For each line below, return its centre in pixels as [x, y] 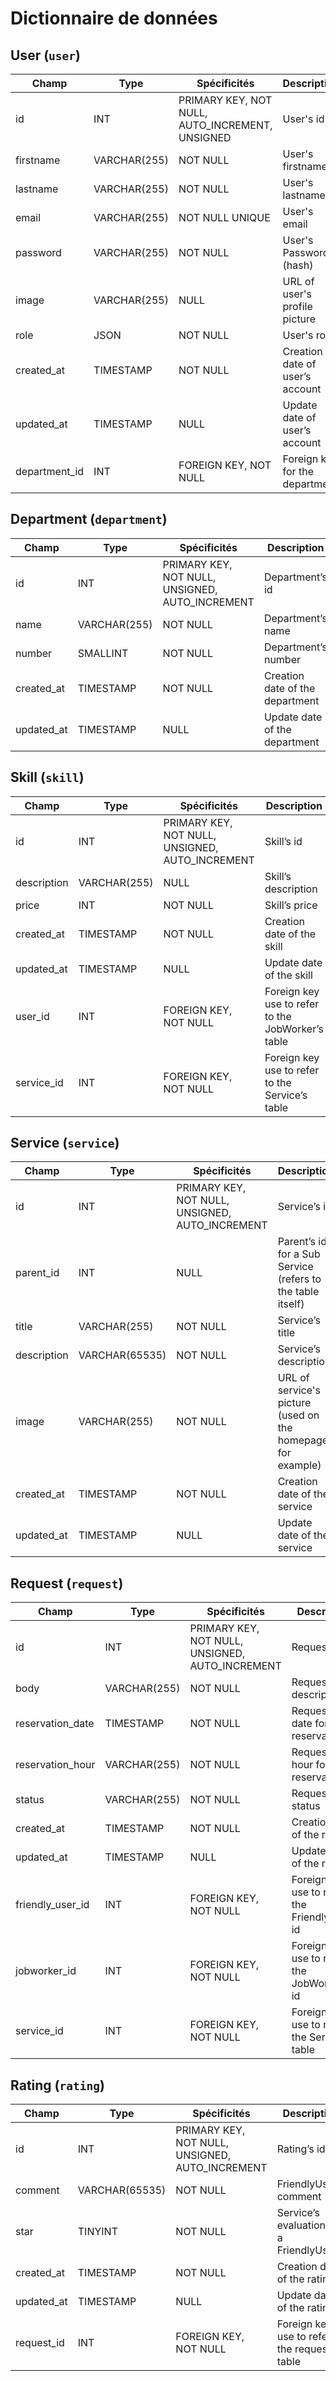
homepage [303, 1440]
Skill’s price [291, 905]
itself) [291, 1304]
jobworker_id [46, 1971]
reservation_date [55, 1724]
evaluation [301, 2225]
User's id [303, 119]
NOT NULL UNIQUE [224, 217]
